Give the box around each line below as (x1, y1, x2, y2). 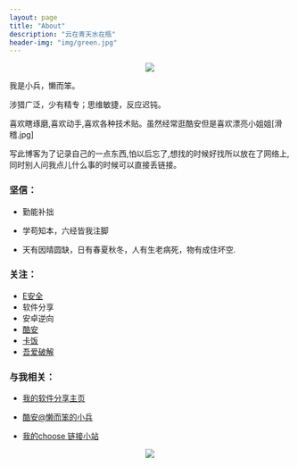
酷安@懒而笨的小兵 (21, 412, 94, 422)
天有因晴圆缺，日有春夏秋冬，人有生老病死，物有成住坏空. (21, 244, 236, 254)
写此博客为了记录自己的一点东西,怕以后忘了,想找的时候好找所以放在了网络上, (9, 148, 290, 159)
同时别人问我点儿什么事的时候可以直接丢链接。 (9, 160, 181, 171)
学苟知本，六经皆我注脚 (21, 225, 109, 236)
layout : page (9, 13, 58, 22)
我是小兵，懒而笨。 (9, 80, 80, 91)
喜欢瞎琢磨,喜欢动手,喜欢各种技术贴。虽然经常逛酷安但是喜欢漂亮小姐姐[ (9, 118, 275, 129)
